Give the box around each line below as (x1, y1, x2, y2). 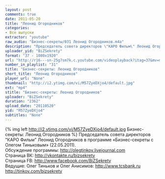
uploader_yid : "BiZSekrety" (5, 48, 63, 53)
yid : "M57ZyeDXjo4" (5, 108, 45, 113)
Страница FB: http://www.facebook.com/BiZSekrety (5, 157, 111, 163)
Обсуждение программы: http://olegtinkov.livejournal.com (5, 147, 126, 153)
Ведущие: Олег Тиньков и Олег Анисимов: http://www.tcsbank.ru (5, 163, 141, 169)
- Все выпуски (5, 30, 34, 35)
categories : (5, 26, 29, 31)
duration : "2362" (5, 99, 41, 104)
